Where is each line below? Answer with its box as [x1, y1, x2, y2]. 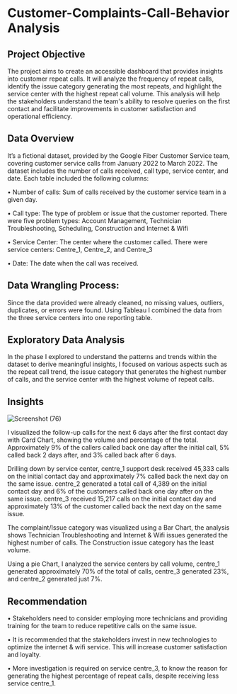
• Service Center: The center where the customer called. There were [7, 237, 208, 246]
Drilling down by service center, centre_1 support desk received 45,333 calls [7, 465, 230, 473]
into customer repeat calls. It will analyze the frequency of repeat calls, [7, 74, 214, 83]
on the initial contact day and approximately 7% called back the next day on [7, 472, 229, 481]
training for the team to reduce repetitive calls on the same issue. [7, 622, 197, 630]
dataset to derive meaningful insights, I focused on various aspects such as [7, 360, 228, 369]
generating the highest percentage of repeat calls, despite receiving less [7, 671, 219, 681]
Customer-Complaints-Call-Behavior [7, 5, 230, 21]
